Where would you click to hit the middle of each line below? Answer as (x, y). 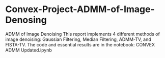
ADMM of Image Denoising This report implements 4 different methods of (83, 34)
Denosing (26, 20)
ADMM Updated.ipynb (29, 50)
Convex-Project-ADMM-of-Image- (80, 9)
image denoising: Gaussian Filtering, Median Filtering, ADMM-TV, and (78, 39)
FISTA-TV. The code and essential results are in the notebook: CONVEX (80, 44)
